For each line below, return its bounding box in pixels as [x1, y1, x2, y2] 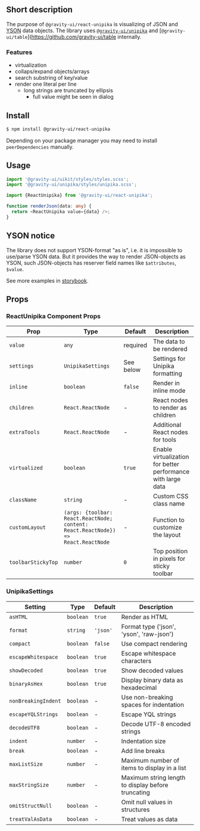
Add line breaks [121, 747, 165, 755]
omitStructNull [9, 802, 52, 809]
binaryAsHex [9, 681, 43, 687]
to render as [152, 404, 187, 412]
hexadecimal [121, 683, 157, 692]
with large [152, 475, 181, 484]
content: [63, 521, 89, 528]
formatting [152, 369, 183, 378]
